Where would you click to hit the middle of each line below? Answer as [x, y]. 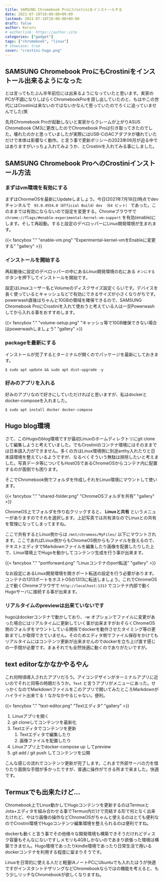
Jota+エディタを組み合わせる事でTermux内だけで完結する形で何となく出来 [80, 811]
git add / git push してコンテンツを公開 [51, 753]
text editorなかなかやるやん [47, 664]
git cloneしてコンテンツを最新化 [44, 722]
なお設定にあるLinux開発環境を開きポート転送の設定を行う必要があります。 [81, 573]
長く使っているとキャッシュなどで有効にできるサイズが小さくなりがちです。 [82, 294]
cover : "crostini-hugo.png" [34, 50]
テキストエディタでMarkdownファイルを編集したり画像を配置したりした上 [80, 546]
